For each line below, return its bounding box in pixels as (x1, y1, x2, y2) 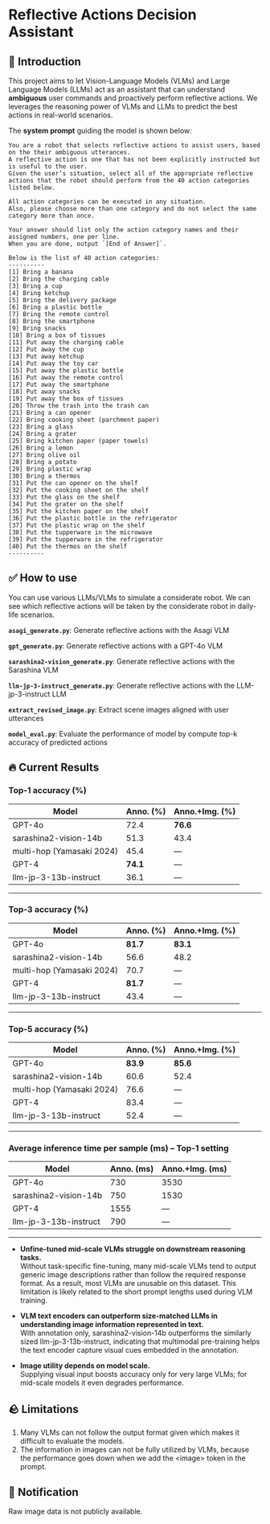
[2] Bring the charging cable (8, 275, 110, 283)
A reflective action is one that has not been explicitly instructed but (8, 155, 261, 163)
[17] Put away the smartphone (8, 380, 110, 388)
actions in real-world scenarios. (8, 110, 113, 120)
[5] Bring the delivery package (8, 296, 117, 304)
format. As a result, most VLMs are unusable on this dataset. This (19, 1279, 237, 1288)
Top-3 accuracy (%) (8, 904, 88, 915)
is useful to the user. (8, 162, 88, 170)
